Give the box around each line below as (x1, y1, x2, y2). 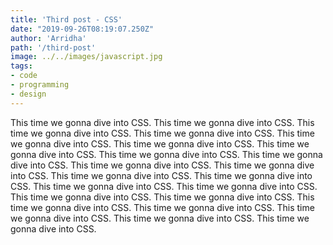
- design (10, 89, 47, 99)
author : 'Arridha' (10, 33, 87, 43)
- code (10, 71, 38, 81)
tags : (10, 61, 33, 71)
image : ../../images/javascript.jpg (10, 52, 163, 62)
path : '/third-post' (10, 42, 97, 53)
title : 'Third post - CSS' (10, 14, 123, 25)
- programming (10, 80, 70, 90)
